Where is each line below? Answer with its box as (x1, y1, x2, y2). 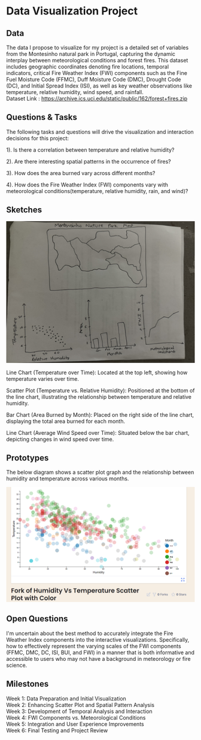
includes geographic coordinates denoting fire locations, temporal (6, 63, 169, 70)
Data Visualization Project (6, 4, 138, 18)
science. (6, 661, 28, 669)
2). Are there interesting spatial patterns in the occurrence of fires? (6, 158, 172, 165)
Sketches (6, 205, 42, 215)
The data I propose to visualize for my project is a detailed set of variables (6, 44, 189, 51)
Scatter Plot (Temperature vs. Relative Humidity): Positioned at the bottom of (6, 387, 196, 394)
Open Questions (6, 613, 68, 624)
